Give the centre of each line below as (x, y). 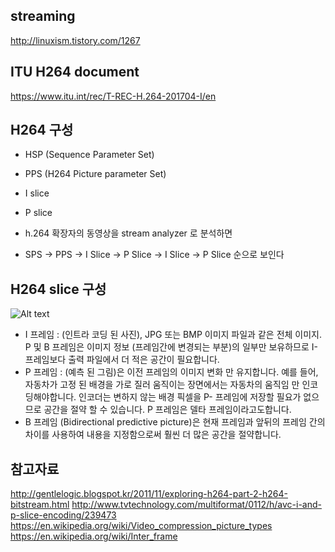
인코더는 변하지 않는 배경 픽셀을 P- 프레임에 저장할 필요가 (190, 397)
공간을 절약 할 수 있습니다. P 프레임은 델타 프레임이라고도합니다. (167, 410)
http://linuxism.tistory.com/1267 (75, 40)
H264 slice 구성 (58, 289)
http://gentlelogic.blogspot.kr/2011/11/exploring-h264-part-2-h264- (149, 494)
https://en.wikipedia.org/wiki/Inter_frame (94, 536)
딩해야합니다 (49, 397)
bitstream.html (40, 505)
